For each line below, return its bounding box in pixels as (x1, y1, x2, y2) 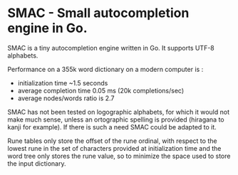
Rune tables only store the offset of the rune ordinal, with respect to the (7, 137, 217, 145)
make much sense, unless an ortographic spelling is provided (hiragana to (7, 115, 224, 124)
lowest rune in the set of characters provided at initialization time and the (7, 144, 222, 152)
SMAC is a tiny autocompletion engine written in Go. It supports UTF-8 (7, 43, 215, 52)
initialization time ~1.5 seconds (17, 78, 108, 87)
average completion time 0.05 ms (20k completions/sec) (17, 86, 184, 95)
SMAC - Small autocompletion (7, 5, 190, 21)
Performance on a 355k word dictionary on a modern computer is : (7, 65, 204, 73)
